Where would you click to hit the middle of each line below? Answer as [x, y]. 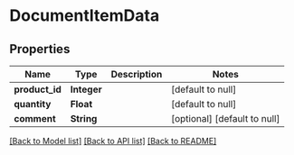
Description [137, 74]
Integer [86, 89]
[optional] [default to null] [225, 119]
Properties [40, 49]
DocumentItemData [85, 16]
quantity [33, 104]
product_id [38, 89]
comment [35, 119]
